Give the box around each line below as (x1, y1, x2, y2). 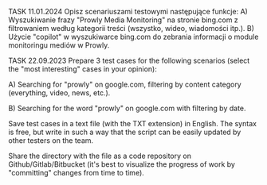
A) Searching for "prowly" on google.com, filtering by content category (8, 79, 241, 89)
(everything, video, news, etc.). (8, 88, 111, 98)
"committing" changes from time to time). (8, 168, 145, 177)
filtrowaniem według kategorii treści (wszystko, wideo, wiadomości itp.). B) (8, 24, 255, 33)
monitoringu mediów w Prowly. (8, 40, 110, 50)
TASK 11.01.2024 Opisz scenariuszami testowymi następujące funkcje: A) (8, 7, 249, 16)
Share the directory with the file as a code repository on (8, 151, 191, 160)
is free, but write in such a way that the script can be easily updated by (8, 127, 241, 137)
